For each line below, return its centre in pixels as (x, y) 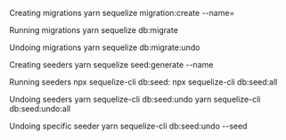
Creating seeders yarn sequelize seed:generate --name (111, 65)
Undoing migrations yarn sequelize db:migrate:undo (105, 47)
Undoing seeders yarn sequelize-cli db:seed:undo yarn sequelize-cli (135, 99)
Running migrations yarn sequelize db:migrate (94, 30)
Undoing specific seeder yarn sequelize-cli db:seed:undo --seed (128, 126)
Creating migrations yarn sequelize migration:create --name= (122, 13)
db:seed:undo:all (40, 109)
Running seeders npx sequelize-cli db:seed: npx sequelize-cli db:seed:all (143, 82)
